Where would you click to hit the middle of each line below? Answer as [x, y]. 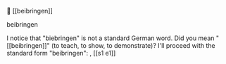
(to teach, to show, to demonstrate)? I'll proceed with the [133, 45]
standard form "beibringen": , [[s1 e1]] [61, 53]
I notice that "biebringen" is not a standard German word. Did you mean [111, 38]
